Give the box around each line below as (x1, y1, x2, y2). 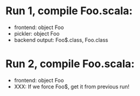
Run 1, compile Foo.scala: (5, 4, 133, 18)
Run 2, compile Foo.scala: (5, 57, 135, 71)
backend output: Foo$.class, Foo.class (14, 36, 109, 43)
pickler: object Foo (14, 30, 60, 37)
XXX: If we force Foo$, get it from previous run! (14, 83, 129, 90)
